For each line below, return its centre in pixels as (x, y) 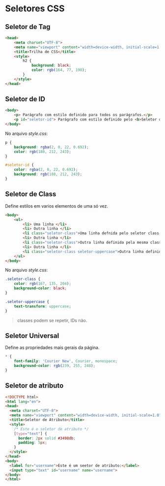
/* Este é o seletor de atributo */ (52, 429)
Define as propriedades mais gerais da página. (52, 348)
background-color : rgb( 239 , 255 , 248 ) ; (55, 366)
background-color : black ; (41, 288)
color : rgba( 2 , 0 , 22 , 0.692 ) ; (46, 170)
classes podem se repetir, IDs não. (52, 320)
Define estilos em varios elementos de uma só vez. (57, 206)
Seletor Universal (32, 336)
